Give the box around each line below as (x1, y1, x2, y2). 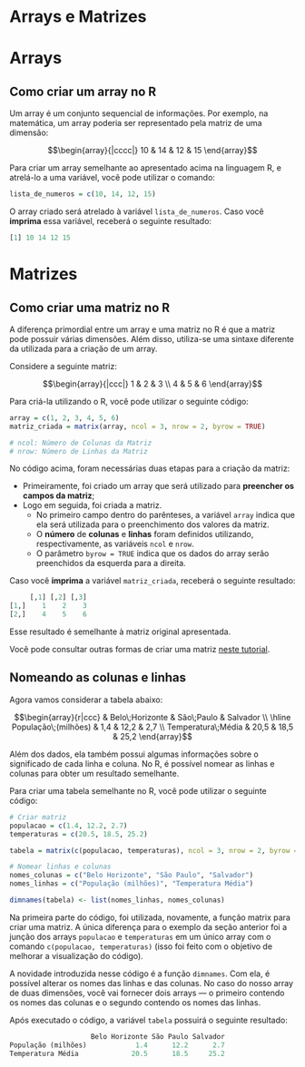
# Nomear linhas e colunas (9, 862, 112, 872)
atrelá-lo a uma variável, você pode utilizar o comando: (9, 172, 216, 183)
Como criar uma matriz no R (9, 299, 171, 315)
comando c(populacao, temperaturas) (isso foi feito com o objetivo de (9, 941, 273, 952)
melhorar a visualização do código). (9, 950, 143, 961)
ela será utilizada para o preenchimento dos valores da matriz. (35, 519, 270, 530)
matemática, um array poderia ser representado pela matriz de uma (9, 118, 262, 129)
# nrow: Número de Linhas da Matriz (9, 446, 148, 455)
